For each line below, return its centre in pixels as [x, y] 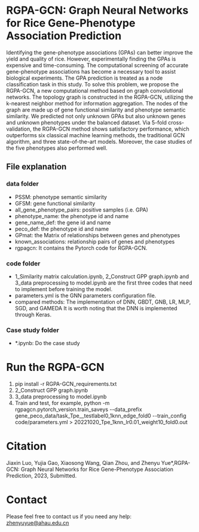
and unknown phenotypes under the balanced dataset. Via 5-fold [87, 122]
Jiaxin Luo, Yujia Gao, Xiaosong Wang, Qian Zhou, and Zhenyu [83, 463]
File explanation [36, 167]
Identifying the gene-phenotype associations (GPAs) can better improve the [99, 52]
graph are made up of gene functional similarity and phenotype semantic [96, 110]
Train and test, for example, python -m [62, 403]
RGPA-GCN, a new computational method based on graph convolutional [95, 90]
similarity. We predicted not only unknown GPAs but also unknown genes [96, 116]
